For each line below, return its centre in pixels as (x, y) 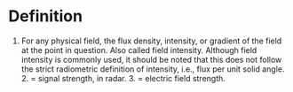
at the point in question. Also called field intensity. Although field (139, 50)
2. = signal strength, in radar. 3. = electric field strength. (123, 78)
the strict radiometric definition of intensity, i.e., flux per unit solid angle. (153, 69)
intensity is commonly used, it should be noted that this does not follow (151, 59)
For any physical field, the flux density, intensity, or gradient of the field (151, 41)
